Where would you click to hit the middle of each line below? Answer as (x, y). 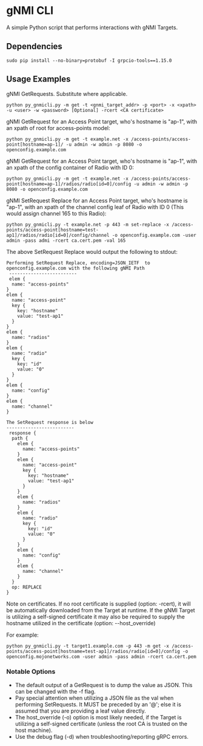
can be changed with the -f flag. (55, 691)
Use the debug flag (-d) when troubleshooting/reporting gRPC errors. (102, 736)
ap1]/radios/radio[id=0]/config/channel (58, 235)
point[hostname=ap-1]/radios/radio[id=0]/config (69, 184)
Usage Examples (38, 79)
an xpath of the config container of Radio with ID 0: (70, 167)
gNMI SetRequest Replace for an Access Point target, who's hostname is (97, 200)
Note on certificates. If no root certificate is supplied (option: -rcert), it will (98, 604)
